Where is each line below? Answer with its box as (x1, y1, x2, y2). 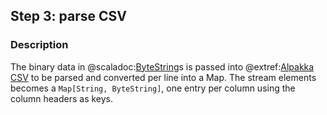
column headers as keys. (10, 92, 114, 104)
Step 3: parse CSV (10, 8, 127, 25)
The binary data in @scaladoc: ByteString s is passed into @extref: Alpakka (10, 60, 315, 73)
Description (10, 38, 69, 52)
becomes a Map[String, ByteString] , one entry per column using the (10, 82, 296, 94)
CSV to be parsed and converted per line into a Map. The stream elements (10, 71, 317, 83)
